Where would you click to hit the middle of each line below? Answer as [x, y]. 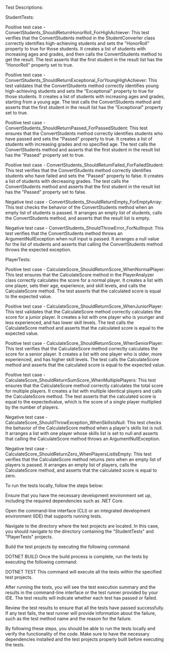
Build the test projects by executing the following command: [68, 547]
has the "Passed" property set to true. [45, 155]
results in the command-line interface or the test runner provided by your [82, 592]
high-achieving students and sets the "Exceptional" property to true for [80, 91]
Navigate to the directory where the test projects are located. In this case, [82, 526]
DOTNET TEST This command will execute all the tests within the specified [83, 572]
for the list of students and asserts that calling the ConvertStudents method [84, 244]
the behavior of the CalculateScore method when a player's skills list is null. [84, 428]
